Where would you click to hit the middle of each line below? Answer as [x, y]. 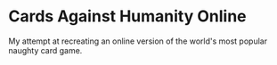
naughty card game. [45, 50]
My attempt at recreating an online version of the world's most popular [138, 41]
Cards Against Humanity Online [127, 16]
